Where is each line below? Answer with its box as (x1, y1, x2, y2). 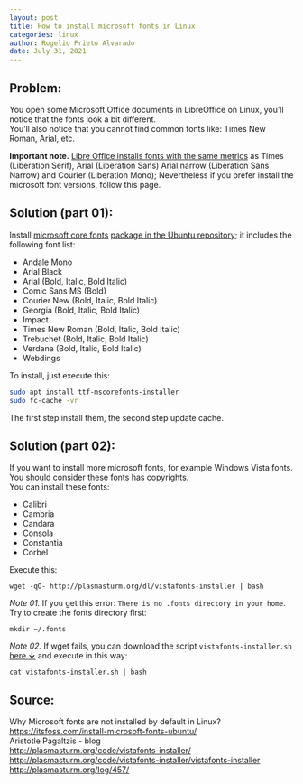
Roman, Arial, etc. (9, 133, 75, 144)
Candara (22, 518, 55, 529)
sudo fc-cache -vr (9, 396, 78, 405)
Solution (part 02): (9, 438, 115, 453)
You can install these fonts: (9, 481, 110, 492)
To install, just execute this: (9, 369, 110, 380)
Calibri (22, 499, 48, 510)
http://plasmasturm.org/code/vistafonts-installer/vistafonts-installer (9, 755, 261, 766)
